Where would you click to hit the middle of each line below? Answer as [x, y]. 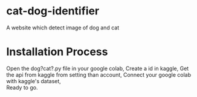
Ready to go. [22, 87]
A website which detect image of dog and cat [63, 28]
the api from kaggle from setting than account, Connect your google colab [99, 75]
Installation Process [57, 52]
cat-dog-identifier [53, 11]
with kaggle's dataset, [34, 81]
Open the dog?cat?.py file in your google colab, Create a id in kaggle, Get [98, 68]
